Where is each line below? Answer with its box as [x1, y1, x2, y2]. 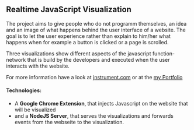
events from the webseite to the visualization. [14, 119, 124, 126]
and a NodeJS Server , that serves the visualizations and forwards [14, 113, 174, 120]
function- [152, 50, 175, 57]
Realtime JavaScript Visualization [6, 5, 131, 15]
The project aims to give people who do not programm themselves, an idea [6, 20, 187, 27]
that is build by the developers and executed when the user [27, 56, 170, 63]
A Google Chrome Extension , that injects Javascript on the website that [14, 100, 188, 107]
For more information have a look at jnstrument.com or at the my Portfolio [6, 73, 183, 80]
